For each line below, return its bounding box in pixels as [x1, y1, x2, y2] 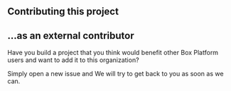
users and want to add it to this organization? [7, 56, 140, 64]
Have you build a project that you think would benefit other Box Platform [7, 49, 219, 57]
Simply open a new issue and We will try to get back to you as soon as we [7, 70, 224, 78]
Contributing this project [7, 6, 119, 18]
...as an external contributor [7, 30, 134, 42]
